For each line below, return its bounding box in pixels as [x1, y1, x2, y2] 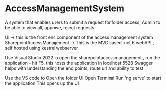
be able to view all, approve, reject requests [5, 24, 95, 30]
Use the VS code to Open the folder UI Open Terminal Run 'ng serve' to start [5, 75, 161, 81]
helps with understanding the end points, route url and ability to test [5, 65, 144, 71]
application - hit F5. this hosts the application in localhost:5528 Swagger [5, 60, 153, 66]
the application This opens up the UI [5, 80, 79, 86]
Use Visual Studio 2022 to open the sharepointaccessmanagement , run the [5, 54, 160, 60]
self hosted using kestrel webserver [5, 45, 78, 51]
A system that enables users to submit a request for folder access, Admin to [5, 19, 161, 25]
